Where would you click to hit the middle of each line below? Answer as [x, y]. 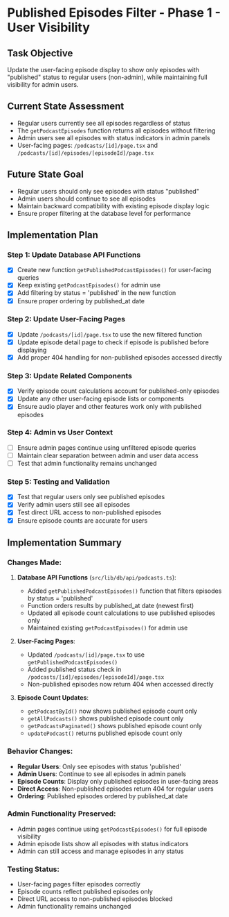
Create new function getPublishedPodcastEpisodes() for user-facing [114, 270]
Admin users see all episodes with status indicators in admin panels [113, 137]
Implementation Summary [65, 542]
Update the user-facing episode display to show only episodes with [103, 70]
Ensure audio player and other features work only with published [109, 407]
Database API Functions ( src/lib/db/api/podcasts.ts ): [97, 578]
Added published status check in [74, 670]
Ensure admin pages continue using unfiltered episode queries [107, 447]
